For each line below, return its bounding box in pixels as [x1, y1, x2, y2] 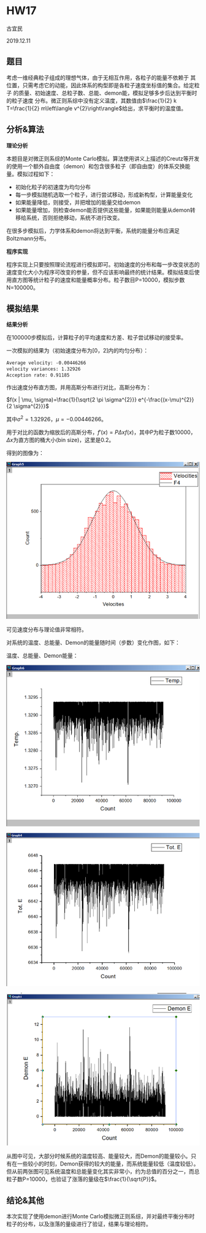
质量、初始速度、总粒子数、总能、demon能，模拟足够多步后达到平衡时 [18, 89, 197, 96]
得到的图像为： [6, 449, 44, 457]
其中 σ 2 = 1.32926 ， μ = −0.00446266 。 [6, 414, 107, 423]
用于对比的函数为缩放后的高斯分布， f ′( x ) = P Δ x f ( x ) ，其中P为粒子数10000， [6, 429, 196, 436]
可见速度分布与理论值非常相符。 [6, 626, 87, 633]
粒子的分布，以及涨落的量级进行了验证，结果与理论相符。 [6, 1220, 151, 1228]
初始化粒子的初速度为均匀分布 [15, 183, 91, 190]
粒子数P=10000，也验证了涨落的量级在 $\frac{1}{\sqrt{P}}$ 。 [6, 1175, 161, 1183]
